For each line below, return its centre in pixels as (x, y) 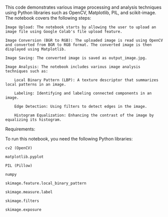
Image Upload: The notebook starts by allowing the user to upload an (81, 27)
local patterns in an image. (36, 85)
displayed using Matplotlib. (36, 49)
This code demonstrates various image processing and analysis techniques (83, 7)
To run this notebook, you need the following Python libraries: (69, 139)
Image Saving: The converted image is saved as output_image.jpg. (76, 58)
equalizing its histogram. (33, 120)
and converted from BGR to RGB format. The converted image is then (78, 45)
